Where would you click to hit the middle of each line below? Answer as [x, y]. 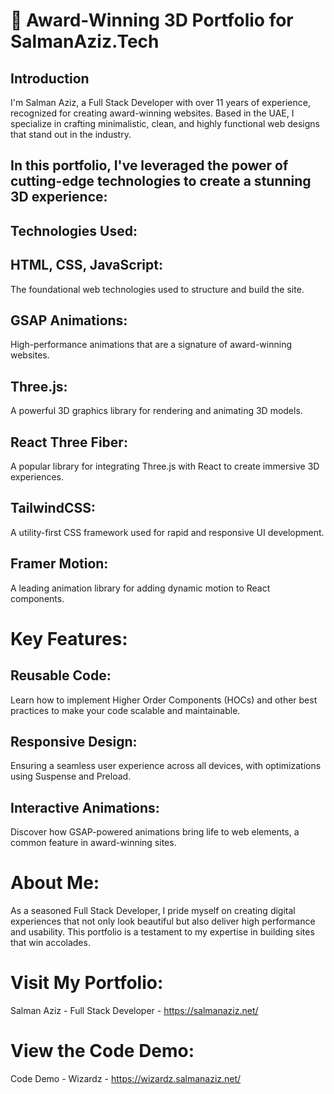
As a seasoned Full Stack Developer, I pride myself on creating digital [153, 911]
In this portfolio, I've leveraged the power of [149, 165]
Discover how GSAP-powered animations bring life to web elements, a [155, 832]
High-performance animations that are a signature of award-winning [151, 345]
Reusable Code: [61, 675]
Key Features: [69, 638]
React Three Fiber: [69, 442]
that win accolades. [50, 943]
